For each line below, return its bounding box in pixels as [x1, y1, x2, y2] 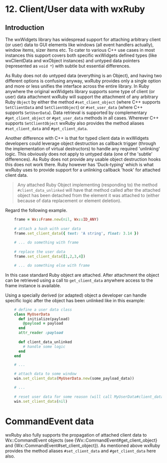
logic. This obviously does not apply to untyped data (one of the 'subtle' [5, 151, 153, 157]
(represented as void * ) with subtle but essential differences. [5, 63, 131, 69]
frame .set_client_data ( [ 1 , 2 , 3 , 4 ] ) [14, 254, 85, 259]
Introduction [5, 23, 45, 32]
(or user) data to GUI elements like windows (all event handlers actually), [5, 42, 154, 48]
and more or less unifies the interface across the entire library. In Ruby [5, 83, 150, 89]
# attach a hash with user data [14, 226, 81, 231]
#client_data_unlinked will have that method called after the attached [17, 187, 161, 193]
